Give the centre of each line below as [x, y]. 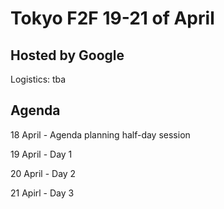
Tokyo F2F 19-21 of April [112, 18]
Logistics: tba [38, 79]
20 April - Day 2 [43, 173]
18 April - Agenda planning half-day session [100, 134]
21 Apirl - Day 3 [42, 193]
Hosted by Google [67, 55]
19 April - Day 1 [41, 154]
